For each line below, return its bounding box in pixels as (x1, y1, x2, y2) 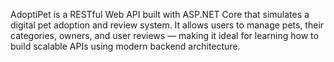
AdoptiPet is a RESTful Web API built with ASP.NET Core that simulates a (10, 9, 310, 20)
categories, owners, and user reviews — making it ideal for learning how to (10, 30, 319, 41)
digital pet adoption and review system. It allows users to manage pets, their (10, 19, 325, 31)
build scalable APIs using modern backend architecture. (10, 40, 241, 52)
